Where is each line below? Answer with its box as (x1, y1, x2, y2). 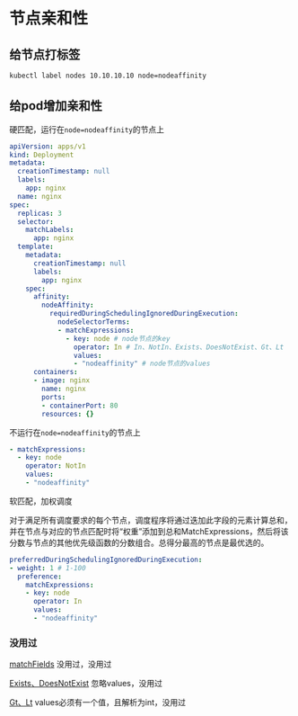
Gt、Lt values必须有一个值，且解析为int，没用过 (9, 697, 187, 708)
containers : (32, 368, 78, 377)
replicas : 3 (17, 209, 63, 218)
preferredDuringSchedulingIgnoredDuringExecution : (9, 555, 203, 564)
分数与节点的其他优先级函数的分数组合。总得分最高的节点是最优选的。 (9, 537, 269, 548)
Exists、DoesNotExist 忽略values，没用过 (9, 678, 163, 689)
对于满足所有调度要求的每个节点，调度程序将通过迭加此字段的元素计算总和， (9, 515, 293, 525)
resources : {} (41, 409, 94, 418)
